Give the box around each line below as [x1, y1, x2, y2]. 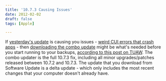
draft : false [5, 16, 32, 21]
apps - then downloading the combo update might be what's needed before [5, 44, 161, 50]
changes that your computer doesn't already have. [5, 70, 109, 77]
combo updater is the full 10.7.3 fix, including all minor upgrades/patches [5, 55, 155, 61]
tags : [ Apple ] [5, 21, 35, 26]
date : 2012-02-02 [5, 12, 41, 17]
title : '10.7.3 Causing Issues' [5, 7, 72, 12]
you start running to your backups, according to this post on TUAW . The [5, 49, 153, 55]
